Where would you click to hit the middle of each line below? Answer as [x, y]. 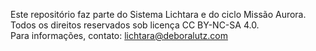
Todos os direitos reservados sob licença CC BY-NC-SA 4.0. [135, 25]
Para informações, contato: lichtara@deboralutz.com [119, 35]
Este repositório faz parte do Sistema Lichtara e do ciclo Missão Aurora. [158, 14]
